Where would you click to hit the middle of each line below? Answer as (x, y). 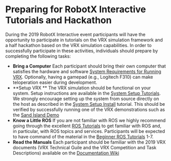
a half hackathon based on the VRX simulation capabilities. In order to (79, 45)
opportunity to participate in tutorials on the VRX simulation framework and (84, 40)
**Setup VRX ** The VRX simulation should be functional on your (82, 87)
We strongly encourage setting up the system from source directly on (86, 99)
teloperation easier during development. (55, 82)
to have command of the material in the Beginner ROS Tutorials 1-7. (83, 136)
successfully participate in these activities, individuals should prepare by (82, 51)
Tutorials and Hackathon (58, 20)
